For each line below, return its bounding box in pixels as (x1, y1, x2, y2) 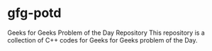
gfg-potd (7, 5, 62, 21)
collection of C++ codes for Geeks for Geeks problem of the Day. (7, 35, 198, 44)
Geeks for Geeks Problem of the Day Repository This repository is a (7, 28, 206, 37)
